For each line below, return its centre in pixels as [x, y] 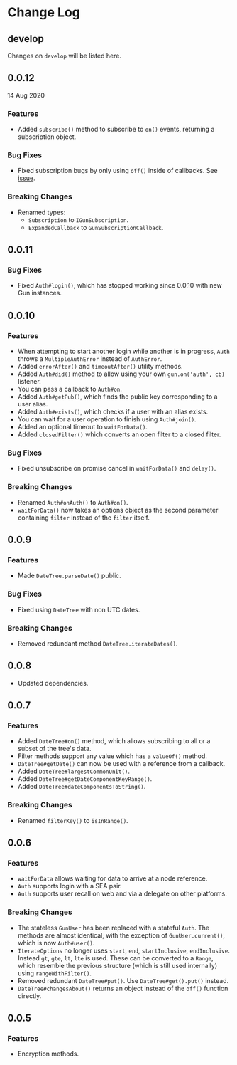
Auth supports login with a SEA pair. [70, 886]
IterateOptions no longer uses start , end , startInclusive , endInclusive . [124, 950]
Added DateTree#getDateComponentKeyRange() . [85, 779]
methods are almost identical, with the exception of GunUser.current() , [121, 935]
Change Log [44, 12]
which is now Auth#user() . [56, 943]
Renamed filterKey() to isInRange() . [73, 820]
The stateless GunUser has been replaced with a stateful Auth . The [114, 928]
